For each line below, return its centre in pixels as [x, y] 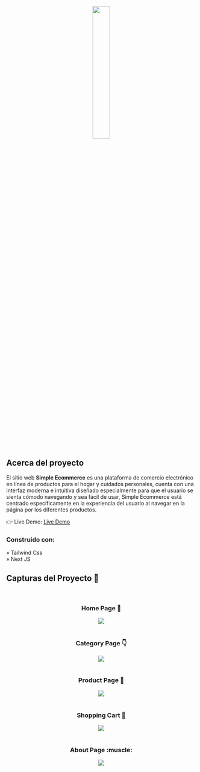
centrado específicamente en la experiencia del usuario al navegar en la [95, 503]
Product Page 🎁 [101, 680]
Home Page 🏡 [101, 608]
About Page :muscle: [101, 750]
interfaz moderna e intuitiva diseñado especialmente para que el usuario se [100, 490]
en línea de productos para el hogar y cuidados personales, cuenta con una [100, 484]
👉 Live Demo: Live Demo [38, 522]
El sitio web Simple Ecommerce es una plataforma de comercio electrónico [100, 477]
